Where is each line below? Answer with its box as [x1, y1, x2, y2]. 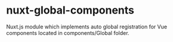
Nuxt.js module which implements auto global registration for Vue [6, 23, 168, 30]
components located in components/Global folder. [6, 29, 129, 36]
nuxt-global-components [6, 4, 134, 17]
